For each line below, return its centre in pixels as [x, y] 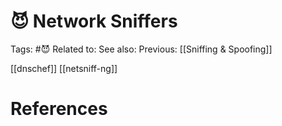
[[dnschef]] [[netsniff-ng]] [64, 68]
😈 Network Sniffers [94, 21]
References [59, 109]
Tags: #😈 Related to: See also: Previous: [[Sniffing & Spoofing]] [141, 49]
